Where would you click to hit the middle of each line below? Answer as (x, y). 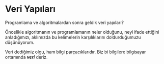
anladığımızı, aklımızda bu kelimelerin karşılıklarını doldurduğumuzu (73, 37)
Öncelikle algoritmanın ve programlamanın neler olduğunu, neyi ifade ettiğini (82, 32)
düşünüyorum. (20, 42)
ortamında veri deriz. (26, 57)
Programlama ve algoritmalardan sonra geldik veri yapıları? (65, 22)
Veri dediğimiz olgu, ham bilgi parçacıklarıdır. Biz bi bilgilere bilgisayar (76, 52)
